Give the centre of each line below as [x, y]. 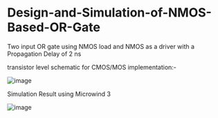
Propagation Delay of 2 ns [44, 54]
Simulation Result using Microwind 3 [59, 94]
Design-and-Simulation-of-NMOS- [110, 13]
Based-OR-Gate [54, 27]
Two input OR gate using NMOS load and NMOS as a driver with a [101, 46]
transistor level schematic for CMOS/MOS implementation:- [92, 67]
